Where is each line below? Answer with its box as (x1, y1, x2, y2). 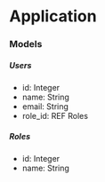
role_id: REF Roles (21, 111, 89, 122)
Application (9, 6, 97, 27)
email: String (21, 101, 69, 112)
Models (9, 38, 43, 51)
